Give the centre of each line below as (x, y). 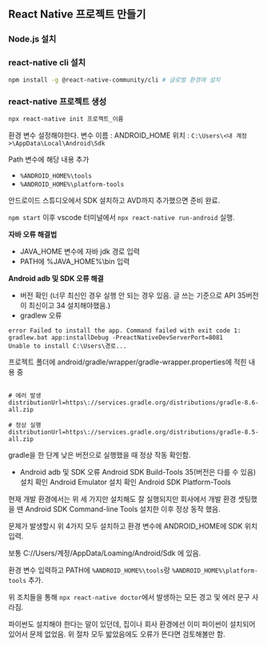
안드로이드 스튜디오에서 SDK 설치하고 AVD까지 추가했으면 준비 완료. (114, 200)
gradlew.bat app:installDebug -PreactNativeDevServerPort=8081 (116, 337)
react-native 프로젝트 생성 (58, 102)
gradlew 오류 (41, 315)
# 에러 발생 (25, 395)
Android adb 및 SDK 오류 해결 (56, 278)
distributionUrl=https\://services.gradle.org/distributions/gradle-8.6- (134, 403)
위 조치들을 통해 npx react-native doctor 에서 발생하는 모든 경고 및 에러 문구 (129, 597)
